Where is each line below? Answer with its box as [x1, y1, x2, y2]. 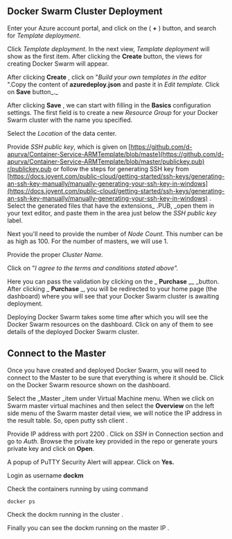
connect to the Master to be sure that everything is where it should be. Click [7, 373, 224, 382]
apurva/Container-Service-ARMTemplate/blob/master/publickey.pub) [7, 157, 205, 166]
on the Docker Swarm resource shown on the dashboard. [7, 380, 171, 389]
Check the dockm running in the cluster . [7, 510, 123, 518]
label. [7, 216, 23, 224]
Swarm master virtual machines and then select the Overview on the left [7, 401, 215, 409]
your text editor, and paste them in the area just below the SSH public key [7, 209, 217, 217]
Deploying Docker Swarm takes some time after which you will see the [7, 312, 208, 321]
